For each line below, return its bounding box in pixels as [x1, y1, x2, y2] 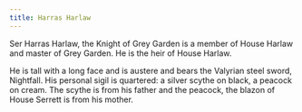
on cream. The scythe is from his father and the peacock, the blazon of [9, 84, 276, 95]
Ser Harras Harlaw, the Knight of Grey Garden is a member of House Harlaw [9, 38, 294, 49]
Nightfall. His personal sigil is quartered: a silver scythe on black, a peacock [9, 74, 293, 86]
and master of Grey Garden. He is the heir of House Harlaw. [9, 47, 232, 59]
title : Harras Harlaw [9, 13, 92, 23]
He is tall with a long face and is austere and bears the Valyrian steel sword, [9, 65, 293, 76]
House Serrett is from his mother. [9, 94, 134, 105]
